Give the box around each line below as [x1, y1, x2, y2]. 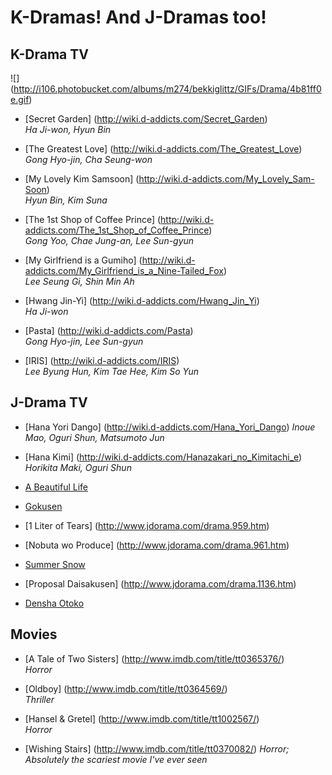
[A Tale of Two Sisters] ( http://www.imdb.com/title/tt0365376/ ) [24, 652, 285, 665]
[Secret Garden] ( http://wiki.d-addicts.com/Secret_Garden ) [24, 113, 268, 125]
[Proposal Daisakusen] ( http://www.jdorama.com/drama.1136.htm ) [24, 577, 297, 590]
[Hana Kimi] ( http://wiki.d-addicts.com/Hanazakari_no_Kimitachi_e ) [24, 451, 303, 463]
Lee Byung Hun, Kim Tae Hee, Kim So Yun [24, 366, 200, 377]
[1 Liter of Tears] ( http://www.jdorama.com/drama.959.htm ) [24, 519, 270, 531]
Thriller [24, 693, 55, 705]
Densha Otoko [24, 597, 85, 609]
